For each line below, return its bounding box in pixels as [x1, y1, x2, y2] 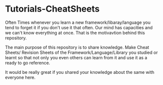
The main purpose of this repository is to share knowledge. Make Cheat [5, 44, 149, 50]
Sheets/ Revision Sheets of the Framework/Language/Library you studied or [5, 50, 158, 55]
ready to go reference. [5, 60, 50, 66]
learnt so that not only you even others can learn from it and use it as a [5, 54, 147, 60]
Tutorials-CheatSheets [5, 3, 100, 15]
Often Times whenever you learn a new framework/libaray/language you [5, 19, 151, 25]
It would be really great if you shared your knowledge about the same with [5, 69, 155, 75]
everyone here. [5, 74, 36, 80]
